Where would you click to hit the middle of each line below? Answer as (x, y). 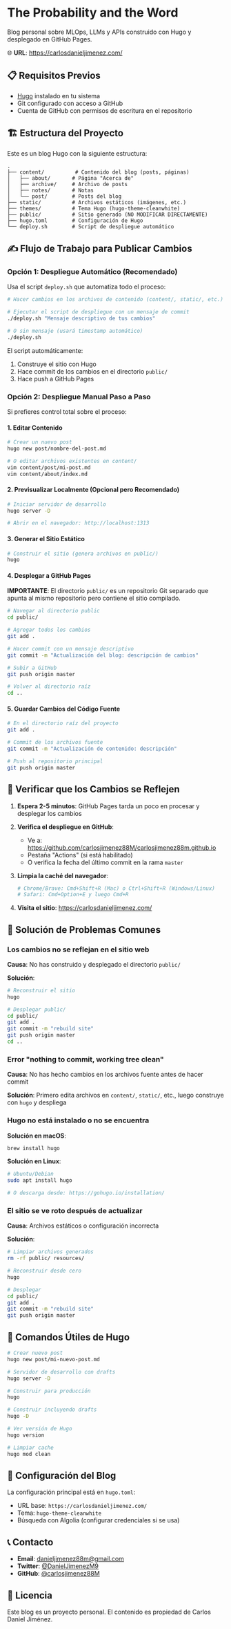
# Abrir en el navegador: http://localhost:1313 (78, 523)
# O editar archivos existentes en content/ (72, 461)
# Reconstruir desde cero (44, 1271)
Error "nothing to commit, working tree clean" (86, 1059)
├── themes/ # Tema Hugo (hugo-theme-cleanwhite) (94, 208)
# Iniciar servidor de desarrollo (57, 504)
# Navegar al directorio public (53, 611)
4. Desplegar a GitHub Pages (49, 575)
